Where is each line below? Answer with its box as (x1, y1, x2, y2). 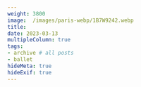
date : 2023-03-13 (7, 29, 59, 37)
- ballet (7, 56, 33, 63)
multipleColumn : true (7, 36, 71, 43)
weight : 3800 (7, 10, 46, 18)
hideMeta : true (7, 62, 52, 69)
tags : (7, 43, 23, 50)
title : (7, 23, 27, 30)
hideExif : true (7, 69, 52, 76)
